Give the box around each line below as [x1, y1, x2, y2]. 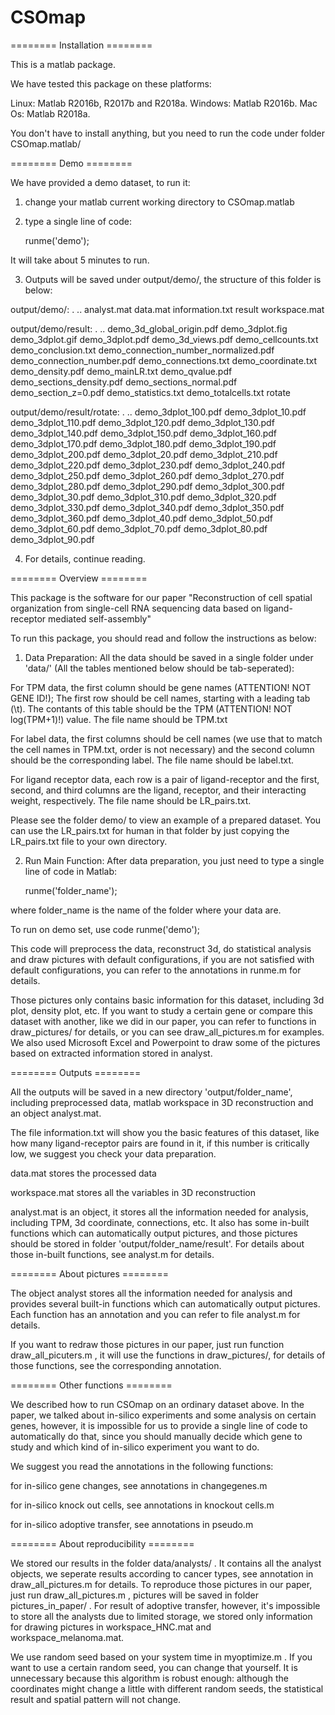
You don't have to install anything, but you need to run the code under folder [10, 127, 326, 139]
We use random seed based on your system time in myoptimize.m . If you [10, 1651, 313, 1663]
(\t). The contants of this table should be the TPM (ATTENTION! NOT [10, 702, 293, 715]
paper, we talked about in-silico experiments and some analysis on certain [10, 1409, 317, 1421]
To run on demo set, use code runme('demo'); [10, 923, 200, 935]
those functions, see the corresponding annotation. [10, 1359, 222, 1371]
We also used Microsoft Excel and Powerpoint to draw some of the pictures [10, 1036, 321, 1048]
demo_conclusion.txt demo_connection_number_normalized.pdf [10, 344, 275, 356]
